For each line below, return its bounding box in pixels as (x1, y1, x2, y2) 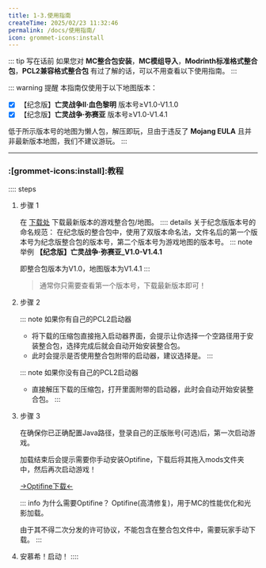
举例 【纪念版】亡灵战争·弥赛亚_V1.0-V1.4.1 (19, 247, 162, 256)
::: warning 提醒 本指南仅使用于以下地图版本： (8, 83, 158, 93)
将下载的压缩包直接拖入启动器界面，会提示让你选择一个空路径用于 (31, 331, 247, 340)
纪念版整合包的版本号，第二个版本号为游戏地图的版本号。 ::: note (40, 237, 253, 246)
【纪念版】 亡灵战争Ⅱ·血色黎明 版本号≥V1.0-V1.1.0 (19, 100, 179, 109)
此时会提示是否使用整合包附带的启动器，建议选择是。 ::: (31, 350, 214, 360)
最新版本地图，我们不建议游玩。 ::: (14, 136, 128, 146)
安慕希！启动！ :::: (19, 551, 79, 561)
